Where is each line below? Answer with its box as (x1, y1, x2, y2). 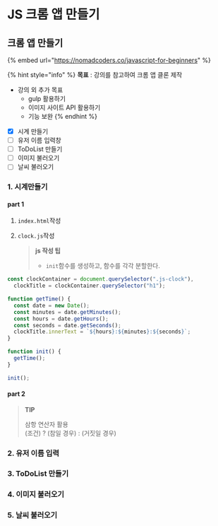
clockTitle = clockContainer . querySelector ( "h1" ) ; (13, 282, 166, 290)
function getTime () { (7, 296, 71, 303)
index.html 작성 (17, 216, 61, 225)
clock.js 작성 (17, 231, 55, 240)
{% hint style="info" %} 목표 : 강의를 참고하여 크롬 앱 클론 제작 (7, 71, 183, 78)
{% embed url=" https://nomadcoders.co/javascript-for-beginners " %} (7, 56, 212, 64)
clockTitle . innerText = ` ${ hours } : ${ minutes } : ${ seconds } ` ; (13, 328, 191, 336)
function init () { (7, 348, 61, 356)
